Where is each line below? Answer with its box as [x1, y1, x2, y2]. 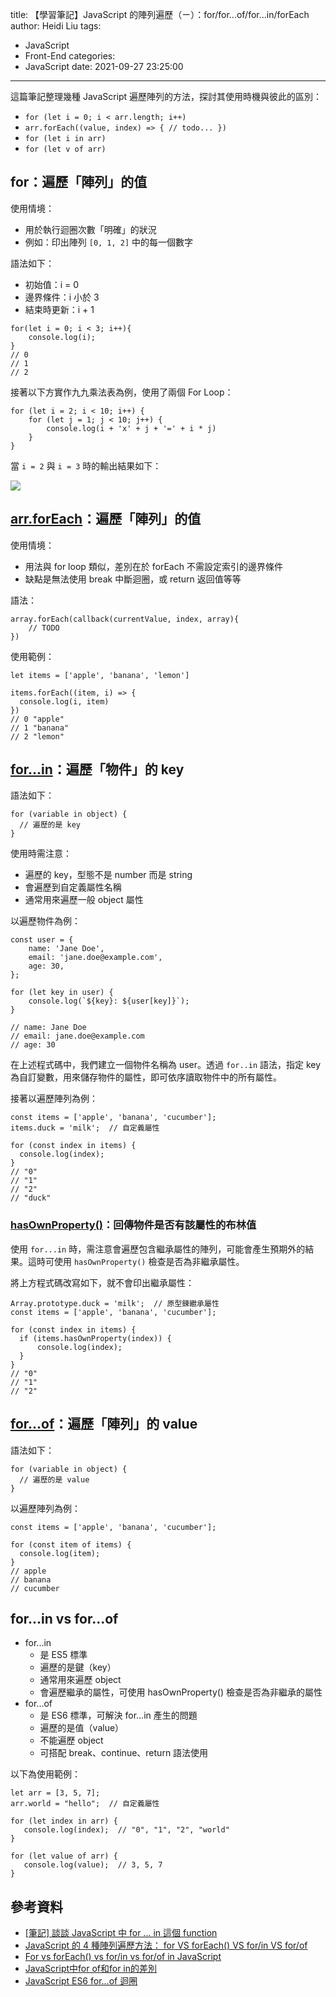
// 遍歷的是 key [19, 820, 82, 830]
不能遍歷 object [39, 1734, 104, 1747]
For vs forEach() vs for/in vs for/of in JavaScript [24, 1951, 222, 1963]
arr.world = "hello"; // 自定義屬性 [10, 1799, 160, 1809]
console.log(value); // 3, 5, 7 [23, 1860, 163, 1870]
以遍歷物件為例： [10, 915, 81, 927]
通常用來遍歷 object [39, 1674, 122, 1686]
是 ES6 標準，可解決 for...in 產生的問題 [39, 1709, 198, 1722]
